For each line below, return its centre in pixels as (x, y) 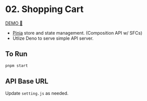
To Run (16, 54)
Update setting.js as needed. (37, 93)
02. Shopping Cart (45, 9)
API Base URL (27, 81)
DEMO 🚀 (14, 23)
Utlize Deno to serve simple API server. (53, 38)
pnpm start (17, 66)
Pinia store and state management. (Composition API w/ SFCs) (77, 33)
